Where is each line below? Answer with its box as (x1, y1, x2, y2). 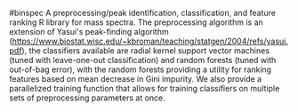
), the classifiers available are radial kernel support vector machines (21, 45, 270, 56)
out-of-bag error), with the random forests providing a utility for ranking (9, 64, 272, 75)
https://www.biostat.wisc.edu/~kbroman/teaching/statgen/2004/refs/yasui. (12, 36, 289, 46)
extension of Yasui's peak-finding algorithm (9, 27, 169, 36)
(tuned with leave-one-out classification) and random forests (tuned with (9, 55, 277, 65)
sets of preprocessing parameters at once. (9, 92, 166, 103)
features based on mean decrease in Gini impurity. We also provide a (9, 74, 262, 84)
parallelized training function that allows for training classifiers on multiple (9, 84, 280, 93)
